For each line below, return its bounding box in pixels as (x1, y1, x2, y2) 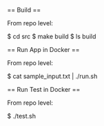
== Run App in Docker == (7, 46, 81, 53)
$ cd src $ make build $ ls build (7, 32, 96, 40)
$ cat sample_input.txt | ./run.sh (7, 72, 98, 80)
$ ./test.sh (7, 112, 37, 120)
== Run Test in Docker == (7, 86, 81, 93)
